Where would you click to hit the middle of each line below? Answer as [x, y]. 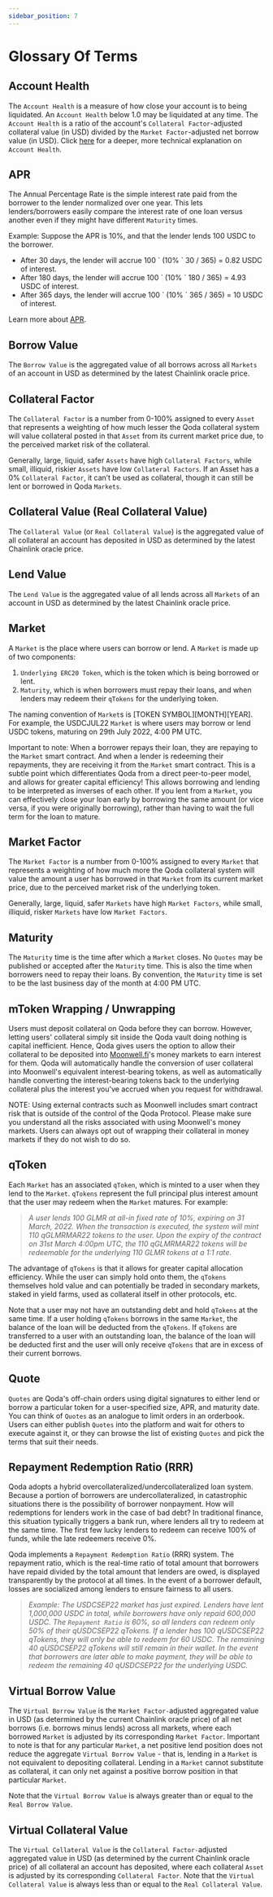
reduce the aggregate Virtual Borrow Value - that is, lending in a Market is [133, 1754]
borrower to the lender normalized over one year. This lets [106, 203]
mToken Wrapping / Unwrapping [92, 1009]
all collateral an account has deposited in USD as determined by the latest [132, 540]
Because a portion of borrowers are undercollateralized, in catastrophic [128, 1495]
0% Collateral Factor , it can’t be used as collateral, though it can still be [131, 478]
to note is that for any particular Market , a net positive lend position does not [136, 1746]
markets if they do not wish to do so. [70, 1139]
